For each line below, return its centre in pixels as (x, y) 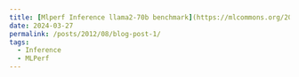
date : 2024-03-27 (41, 26)
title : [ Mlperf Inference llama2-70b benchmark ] (101, 17)
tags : (19, 42)
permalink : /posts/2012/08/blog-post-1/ (85, 34)
